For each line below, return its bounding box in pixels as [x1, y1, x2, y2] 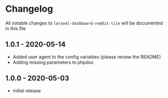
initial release [12, 87, 41, 93]
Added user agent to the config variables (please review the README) [12, 54, 161, 60]
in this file [5, 25, 26, 31]
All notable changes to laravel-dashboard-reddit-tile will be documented [5, 20, 163, 26]
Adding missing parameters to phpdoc [12, 59, 94, 65]
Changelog [5, 3, 53, 15]
